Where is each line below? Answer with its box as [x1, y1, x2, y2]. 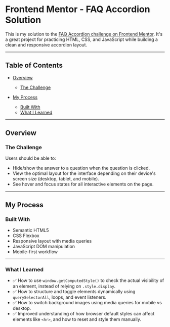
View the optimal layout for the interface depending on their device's [12, 170, 156, 176]
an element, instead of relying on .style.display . [12, 283, 116, 289]
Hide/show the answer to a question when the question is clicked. [12, 165, 150, 171]
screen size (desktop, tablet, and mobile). [12, 176, 100, 182]
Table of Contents [5, 61, 63, 70]
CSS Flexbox [12, 232, 39, 239]
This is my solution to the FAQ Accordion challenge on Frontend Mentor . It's [5, 31, 163, 37]
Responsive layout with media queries [12, 238, 92, 244]
